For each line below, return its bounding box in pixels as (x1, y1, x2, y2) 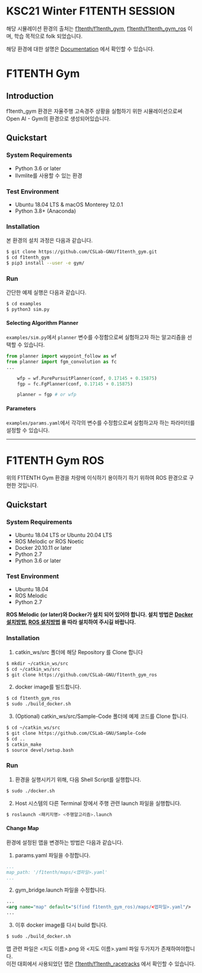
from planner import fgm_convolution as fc (6, 359, 117, 365)
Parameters (6, 405, 36, 412)
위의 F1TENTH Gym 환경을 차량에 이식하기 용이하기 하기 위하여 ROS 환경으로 (6, 474, 188, 482)
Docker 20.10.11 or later (14, 544, 72, 552)
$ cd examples (6, 301, 42, 307)
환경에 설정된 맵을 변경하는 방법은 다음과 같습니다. (6, 839, 124, 846)
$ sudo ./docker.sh (6, 788, 55, 794)
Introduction (6, 90, 54, 101)
